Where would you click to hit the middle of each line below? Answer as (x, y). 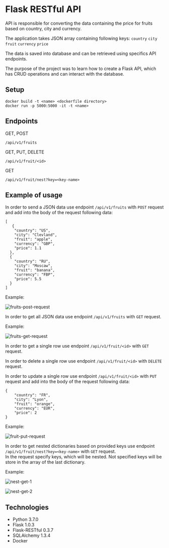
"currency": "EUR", (35, 408)
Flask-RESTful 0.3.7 (33, 530)
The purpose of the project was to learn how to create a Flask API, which (81, 68)
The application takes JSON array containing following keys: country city (81, 38)
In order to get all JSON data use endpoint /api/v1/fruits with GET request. (83, 317)
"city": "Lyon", (31, 400)
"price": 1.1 (28, 248)
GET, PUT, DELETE (25, 152)
